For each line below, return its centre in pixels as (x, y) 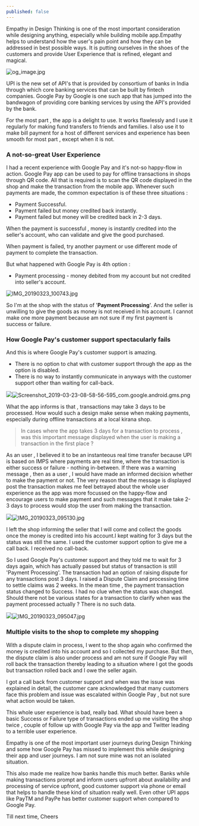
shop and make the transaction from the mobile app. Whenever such (90, 186)
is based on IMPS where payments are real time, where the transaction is (96, 461)
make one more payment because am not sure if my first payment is (90, 317)
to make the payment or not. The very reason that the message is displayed (99, 480)
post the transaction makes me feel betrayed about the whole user (88, 487)
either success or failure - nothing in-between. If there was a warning (91, 468)
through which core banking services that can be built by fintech (85, 89)
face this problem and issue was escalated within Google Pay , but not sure (98, 694)
